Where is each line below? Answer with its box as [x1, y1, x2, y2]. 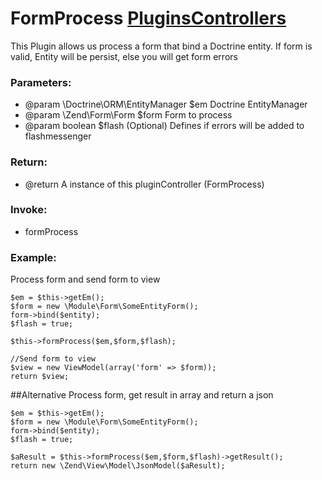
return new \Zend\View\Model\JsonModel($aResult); [10, 461, 226, 471]
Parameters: [10, 75, 72, 89]
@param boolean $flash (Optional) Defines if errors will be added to [24, 120, 305, 132]
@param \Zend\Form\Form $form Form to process [24, 109, 233, 121]
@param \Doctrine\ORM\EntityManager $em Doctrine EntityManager [24, 98, 308, 111]
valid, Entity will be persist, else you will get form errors [10, 50, 238, 62]
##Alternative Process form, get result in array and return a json [10, 389, 274, 401]
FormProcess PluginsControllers [10, 7, 287, 30]
